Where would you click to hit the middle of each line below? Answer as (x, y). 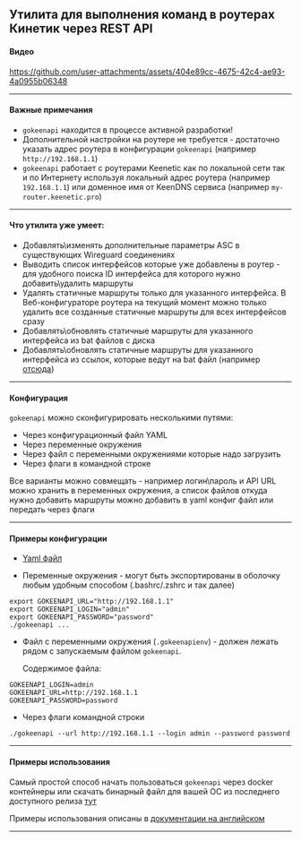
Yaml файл (42, 558)
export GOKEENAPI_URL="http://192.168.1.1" (92, 602)
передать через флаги (52, 510)
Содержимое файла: (61, 669)
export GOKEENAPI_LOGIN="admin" (69, 609)
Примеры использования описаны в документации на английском (138, 818)
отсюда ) (38, 369)
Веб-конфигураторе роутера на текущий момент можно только (144, 302)
